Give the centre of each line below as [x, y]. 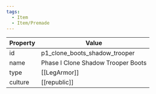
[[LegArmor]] [60, 72]
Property [22, 43]
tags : [13, 12]
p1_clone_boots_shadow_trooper [88, 53]
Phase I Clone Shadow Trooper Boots [94, 63]
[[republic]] [58, 83]
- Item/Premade [31, 23]
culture [19, 83]
